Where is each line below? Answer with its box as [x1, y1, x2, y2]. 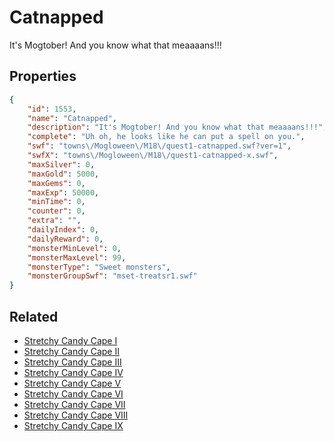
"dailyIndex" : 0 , [27, 225, 100, 235]
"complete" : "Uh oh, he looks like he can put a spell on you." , [27, 132, 306, 142]
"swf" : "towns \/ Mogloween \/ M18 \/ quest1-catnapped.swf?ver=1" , [27, 141, 292, 151]
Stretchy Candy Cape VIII [23, 409, 129, 421]
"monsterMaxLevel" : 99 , [27, 252, 127, 263]
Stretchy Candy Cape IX [23, 419, 124, 431]
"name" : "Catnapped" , [27, 113, 117, 123]
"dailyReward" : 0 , [27, 234, 104, 244]
